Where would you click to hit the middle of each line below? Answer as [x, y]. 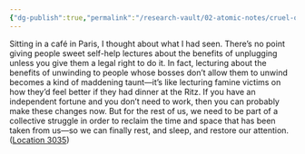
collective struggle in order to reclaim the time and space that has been [143, 120]
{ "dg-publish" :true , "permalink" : [73, 18]
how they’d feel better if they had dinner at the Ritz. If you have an [133, 91]
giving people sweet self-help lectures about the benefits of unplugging [143, 53]
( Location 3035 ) [39, 140]
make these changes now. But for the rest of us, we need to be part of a [144, 111]
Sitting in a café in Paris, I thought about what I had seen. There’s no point [148, 43]
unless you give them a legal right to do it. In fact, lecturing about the [138, 63]
